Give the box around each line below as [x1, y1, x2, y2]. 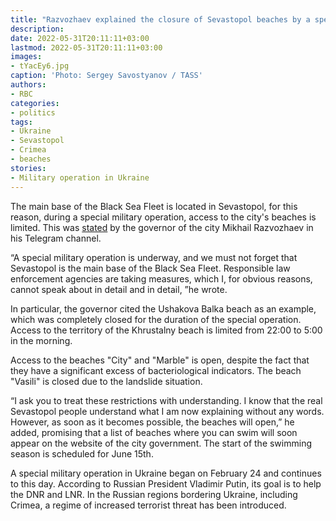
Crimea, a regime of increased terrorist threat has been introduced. [10, 499, 287, 511]
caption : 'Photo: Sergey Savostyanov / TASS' [10, 71, 203, 81]
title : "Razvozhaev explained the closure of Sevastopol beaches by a [10, 14, 311, 25]
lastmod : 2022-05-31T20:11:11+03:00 [10, 42, 163, 53]
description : [10, 24, 65, 34]
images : [10, 52, 43, 62]
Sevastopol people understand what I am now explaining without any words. [10, 405, 325, 417]
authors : [10, 80, 47, 90]
